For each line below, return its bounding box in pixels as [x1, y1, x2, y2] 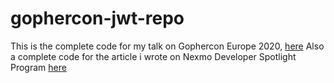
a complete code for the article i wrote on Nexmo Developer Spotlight [10, 50, 297, 62]
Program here [10, 61, 67, 73]
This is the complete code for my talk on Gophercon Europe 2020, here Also [10, 40, 325, 52]
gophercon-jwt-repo [10, 7, 185, 30]
